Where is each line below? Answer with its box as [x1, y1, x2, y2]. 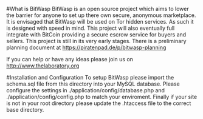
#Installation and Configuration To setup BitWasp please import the [6, 74, 174, 81]
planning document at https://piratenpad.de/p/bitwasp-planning [6, 44, 167, 51]
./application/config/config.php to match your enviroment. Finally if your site [6, 93, 198, 100]
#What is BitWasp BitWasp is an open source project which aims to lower [6, 5, 190, 12]
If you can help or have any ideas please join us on [6, 56, 134, 63]
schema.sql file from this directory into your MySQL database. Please [6, 80, 181, 87]
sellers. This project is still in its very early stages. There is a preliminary [6, 38, 187, 44]
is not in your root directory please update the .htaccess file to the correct [6, 100, 191, 107]
